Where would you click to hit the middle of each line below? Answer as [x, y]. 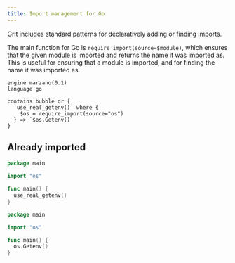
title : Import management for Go [56, 14]
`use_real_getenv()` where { [56, 107]
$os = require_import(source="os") [72, 113]
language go [25, 89]
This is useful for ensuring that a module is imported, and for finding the [111, 62]
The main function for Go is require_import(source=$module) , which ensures [117, 47]
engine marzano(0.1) [38, 83]
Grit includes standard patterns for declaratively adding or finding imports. [115, 34]
